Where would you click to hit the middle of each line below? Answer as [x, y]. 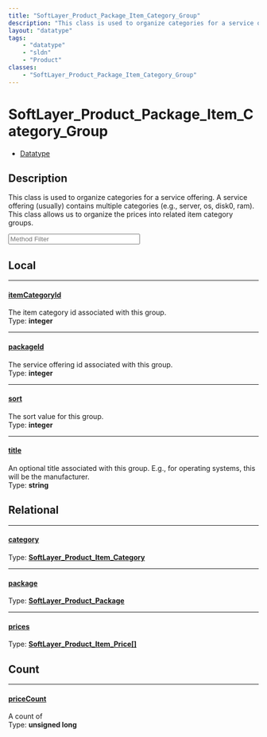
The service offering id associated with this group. [91, 364]
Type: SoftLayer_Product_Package [66, 601]
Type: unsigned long [43, 725]
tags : [17, 38]
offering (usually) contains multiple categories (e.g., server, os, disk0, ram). [132, 206]
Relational [34, 510]
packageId [26, 347]
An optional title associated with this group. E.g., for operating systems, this [132, 468]
